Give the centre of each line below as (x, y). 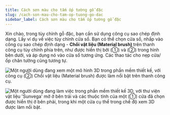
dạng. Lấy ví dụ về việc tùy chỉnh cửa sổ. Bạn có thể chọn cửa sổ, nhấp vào (84, 39)
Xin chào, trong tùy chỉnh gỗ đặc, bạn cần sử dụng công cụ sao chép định (83, 34)
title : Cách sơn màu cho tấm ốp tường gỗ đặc (54, 10)
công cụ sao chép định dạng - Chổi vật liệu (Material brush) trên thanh (80, 45)
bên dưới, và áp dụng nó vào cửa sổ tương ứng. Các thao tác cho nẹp (78, 55)
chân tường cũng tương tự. (40, 61)
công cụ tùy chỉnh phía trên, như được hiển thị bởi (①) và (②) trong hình (82, 50)
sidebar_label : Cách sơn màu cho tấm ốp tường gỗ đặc (63, 19)
